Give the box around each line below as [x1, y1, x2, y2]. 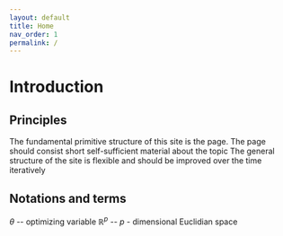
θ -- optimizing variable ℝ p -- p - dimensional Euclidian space [9, 214, 238, 227]
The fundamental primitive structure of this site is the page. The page [9, 136, 267, 147]
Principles [9, 112, 67, 127]
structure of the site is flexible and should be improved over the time [9, 155, 262, 166]
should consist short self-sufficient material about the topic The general [9, 145, 276, 157]
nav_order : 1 [9, 30, 58, 39]
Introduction [9, 77, 104, 97]
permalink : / [9, 38, 58, 48]
